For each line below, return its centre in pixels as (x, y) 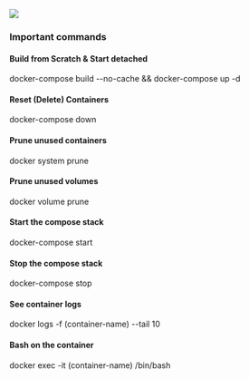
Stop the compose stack (56, 263)
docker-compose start (51, 242)
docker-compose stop (51, 283)
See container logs (45, 304)
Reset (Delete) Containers (59, 99)
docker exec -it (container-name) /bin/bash (90, 365)
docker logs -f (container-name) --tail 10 (85, 324)
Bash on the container (52, 345)
